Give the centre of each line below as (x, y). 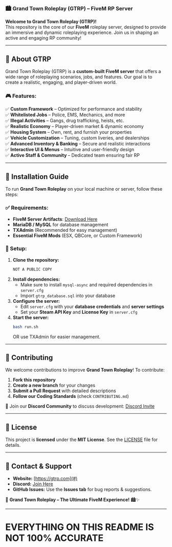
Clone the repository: (36, 260)
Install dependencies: (36, 279)
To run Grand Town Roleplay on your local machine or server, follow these (84, 189)
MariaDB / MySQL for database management (60, 224)
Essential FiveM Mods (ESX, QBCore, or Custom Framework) (77, 235)
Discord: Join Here (33, 484)
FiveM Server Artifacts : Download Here (55, 219)
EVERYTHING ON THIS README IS (80, 527)
